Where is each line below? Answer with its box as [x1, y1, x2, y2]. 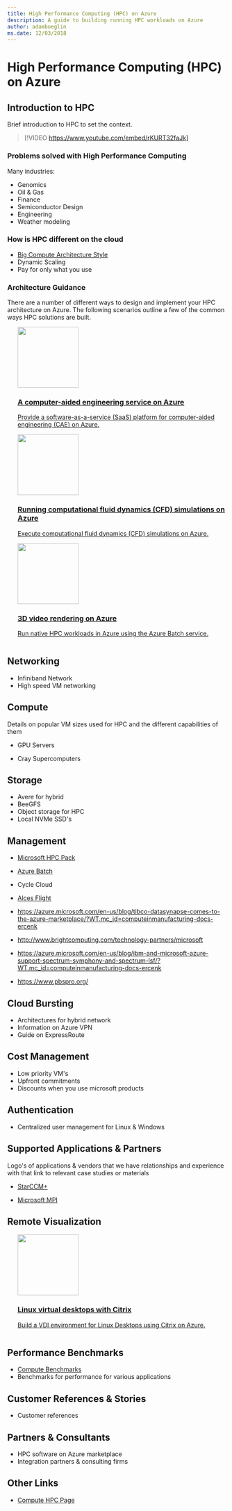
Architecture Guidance [7, 282, 86, 292]
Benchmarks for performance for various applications [17, 1373, 172, 1381]
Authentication [7, 1104, 74, 1116]
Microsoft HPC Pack [17, 853, 76, 862]
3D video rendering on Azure [17, 613, 117, 623]
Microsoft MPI [17, 1195, 58, 1204]
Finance [17, 195, 41, 204]
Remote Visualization [7, 1216, 102, 1227]
